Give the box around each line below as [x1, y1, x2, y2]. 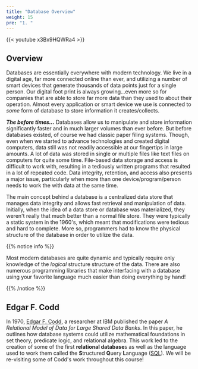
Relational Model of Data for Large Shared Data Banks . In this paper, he [6, 324, 183, 331]
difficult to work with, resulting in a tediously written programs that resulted [6, 163, 191, 170]
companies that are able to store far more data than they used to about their [6, 95, 192, 102]
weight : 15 [6, 14, 33, 20]
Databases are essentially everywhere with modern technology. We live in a [6, 69, 191, 76]
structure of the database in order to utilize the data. [6, 232, 134, 239]
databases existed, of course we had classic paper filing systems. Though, [6, 132, 190, 139]
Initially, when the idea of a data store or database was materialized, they [6, 206, 186, 213]
